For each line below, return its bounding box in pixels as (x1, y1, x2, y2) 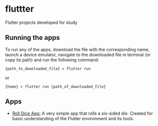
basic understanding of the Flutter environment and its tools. (12, 115, 135, 121)
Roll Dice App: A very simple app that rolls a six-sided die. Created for (12, 110, 153, 116)
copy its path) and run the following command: (5, 57, 99, 63)
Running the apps (5, 34, 60, 42)
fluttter (5, 3, 34, 15)
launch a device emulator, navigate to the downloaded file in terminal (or (5, 52, 151, 57)
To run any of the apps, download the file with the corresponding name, (5, 46, 150, 52)
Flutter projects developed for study (5, 19, 78, 25)
